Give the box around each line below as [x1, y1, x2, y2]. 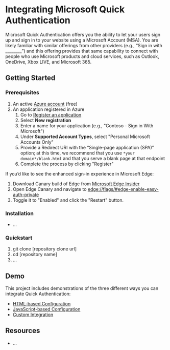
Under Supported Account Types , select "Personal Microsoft [20, 133, 150, 140]
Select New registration [20, 117, 71, 123]
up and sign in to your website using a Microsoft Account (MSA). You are [5, 37, 158, 43]
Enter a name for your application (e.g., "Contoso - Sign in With [20, 122, 154, 129]
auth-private [12, 191, 39, 198]
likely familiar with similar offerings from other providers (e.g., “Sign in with [5, 42, 162, 48]
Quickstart [5, 234, 33, 241]
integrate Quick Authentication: [5, 291, 71, 297]
